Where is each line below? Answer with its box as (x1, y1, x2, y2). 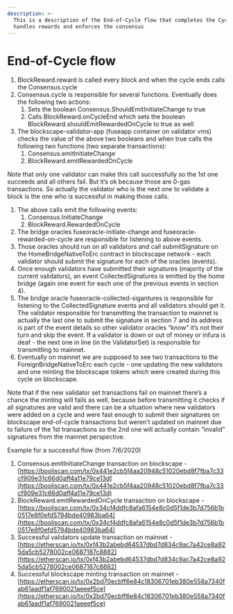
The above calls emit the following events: (17, 206, 138, 214)
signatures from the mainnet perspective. (7, 432, 126, 441)
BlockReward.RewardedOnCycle (27, 220, 121, 229)
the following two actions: (17, 98, 92, 106)
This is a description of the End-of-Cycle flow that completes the (13, 17, 216, 24)
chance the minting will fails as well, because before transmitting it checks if (7, 396, 225, 404)
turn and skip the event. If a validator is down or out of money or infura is (17, 331, 226, 340)
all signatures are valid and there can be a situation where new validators (7, 403, 216, 412)
